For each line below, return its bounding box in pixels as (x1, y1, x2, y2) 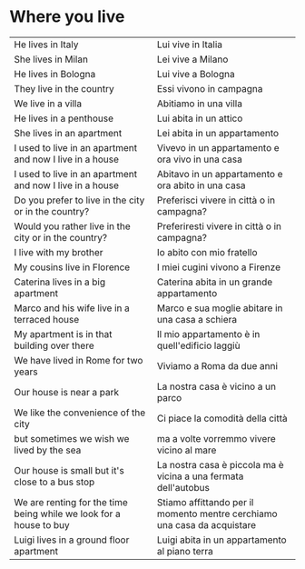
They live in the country (14, 82, 115, 95)
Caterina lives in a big (14, 275, 106, 288)
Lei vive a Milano (157, 53, 229, 65)
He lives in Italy (14, 38, 79, 51)
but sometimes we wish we (14, 432, 130, 444)
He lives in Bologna (14, 67, 96, 80)
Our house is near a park (14, 385, 120, 398)
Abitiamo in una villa (157, 97, 243, 110)
